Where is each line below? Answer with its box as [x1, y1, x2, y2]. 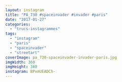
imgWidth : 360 [5, 60, 36, 65]
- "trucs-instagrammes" [10, 26, 60, 32]
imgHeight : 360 [5, 64, 38, 69]
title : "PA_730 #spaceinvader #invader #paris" [5, 12, 108, 17]
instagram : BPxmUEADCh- [5, 69, 56, 74]
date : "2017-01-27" [5, 17, 47, 22]
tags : [5, 31, 17, 36]
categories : [5, 21, 30, 27]
